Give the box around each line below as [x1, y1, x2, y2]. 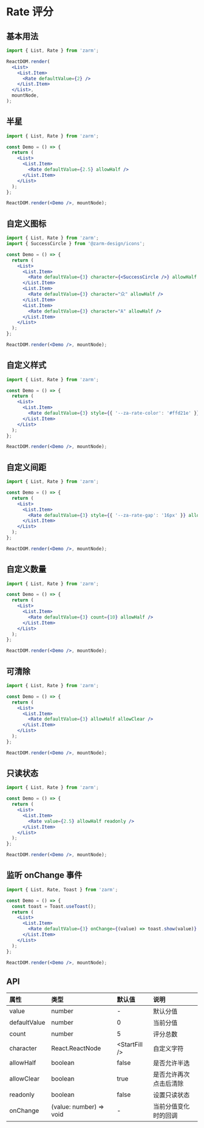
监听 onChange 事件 [6, 870, 83, 881]
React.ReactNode [51, 1044, 101, 1053]
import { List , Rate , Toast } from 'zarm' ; [6, 887, 118, 893]
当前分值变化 [152, 1102, 190, 1111]
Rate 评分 [6, 5, 53, 19]
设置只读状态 [152, 1091, 190, 1099]
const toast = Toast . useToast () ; [12, 903, 97, 909]
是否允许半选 [152, 1059, 190, 1067]
